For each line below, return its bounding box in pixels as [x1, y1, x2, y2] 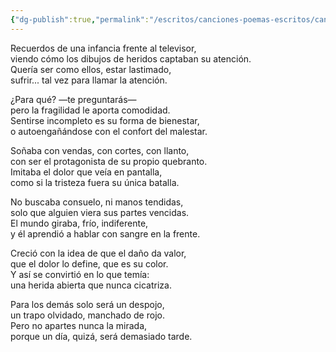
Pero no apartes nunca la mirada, [10, 319, 148, 331]
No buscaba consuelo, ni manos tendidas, [10, 196, 184, 208]
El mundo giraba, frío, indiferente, [10, 217, 149, 229]
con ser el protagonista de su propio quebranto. [10, 155, 208, 167]
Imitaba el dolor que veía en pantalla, [10, 166, 163, 178]
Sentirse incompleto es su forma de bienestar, [10, 114, 200, 126]
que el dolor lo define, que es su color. [10, 257, 169, 270]
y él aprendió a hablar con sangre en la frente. [10, 227, 201, 240]
